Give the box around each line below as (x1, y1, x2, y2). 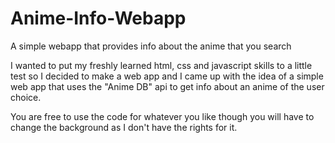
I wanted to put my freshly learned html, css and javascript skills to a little (10, 59, 313, 71)
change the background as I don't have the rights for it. (10, 121, 238, 133)
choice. (10, 91, 42, 103)
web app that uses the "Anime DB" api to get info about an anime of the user (10, 80, 325, 92)
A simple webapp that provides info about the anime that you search (10, 40, 292, 52)
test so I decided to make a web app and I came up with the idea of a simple (10, 70, 324, 82)
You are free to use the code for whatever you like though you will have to (10, 110, 315, 122)
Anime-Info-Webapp (10, 7, 187, 30)
